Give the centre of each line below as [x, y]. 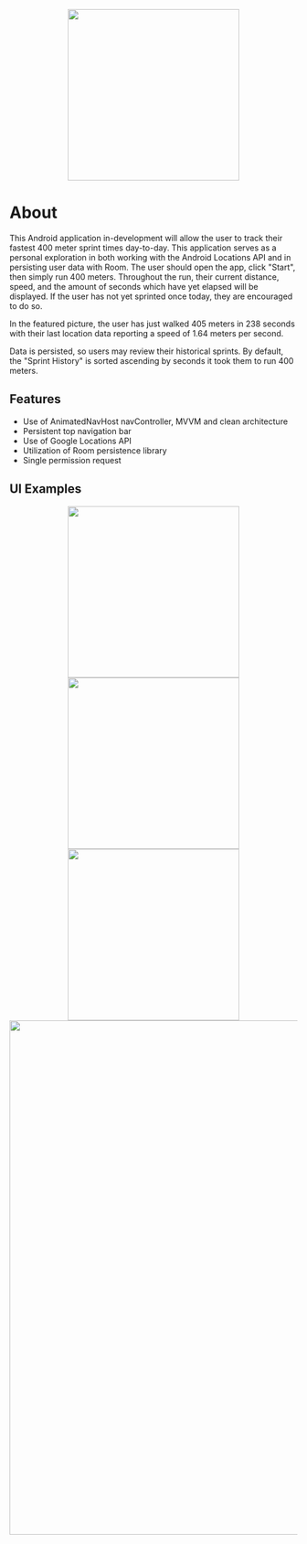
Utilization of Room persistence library [95, 450]
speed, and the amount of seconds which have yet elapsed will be [134, 286]
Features [35, 399]
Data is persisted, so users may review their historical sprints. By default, [147, 351]
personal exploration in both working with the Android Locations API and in [150, 257]
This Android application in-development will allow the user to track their [146, 238]
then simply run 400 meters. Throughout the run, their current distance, [144, 277]
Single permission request [72, 460]
